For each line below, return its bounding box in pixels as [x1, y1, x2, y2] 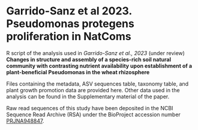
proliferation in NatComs [6, 30, 131, 43]
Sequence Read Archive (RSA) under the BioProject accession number [6, 111, 181, 118]
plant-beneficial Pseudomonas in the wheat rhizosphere [6, 68, 150, 75]
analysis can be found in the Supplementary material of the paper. [6, 93, 170, 100]
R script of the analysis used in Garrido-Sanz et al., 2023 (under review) [6, 49, 185, 56]
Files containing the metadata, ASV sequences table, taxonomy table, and [6, 80, 189, 87]
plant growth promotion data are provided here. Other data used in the [6, 86, 180, 93]
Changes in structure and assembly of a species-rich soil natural [6, 56, 171, 63]
